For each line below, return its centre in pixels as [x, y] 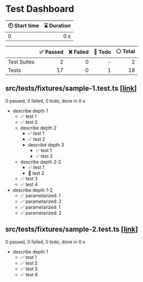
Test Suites [21, 62]
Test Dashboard [40, 9]
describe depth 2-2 [41, 162]
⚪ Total [125, 51]
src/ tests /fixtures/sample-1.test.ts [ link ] [71, 89]
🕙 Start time [23, 25]
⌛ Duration [57, 25]
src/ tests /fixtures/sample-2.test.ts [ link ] [72, 229]
